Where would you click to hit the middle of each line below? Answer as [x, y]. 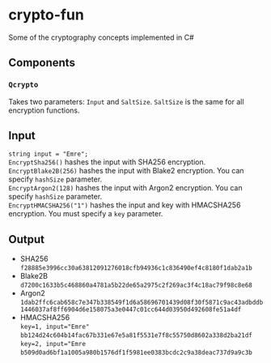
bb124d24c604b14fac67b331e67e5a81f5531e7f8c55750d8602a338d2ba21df [136, 335]
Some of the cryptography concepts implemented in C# [101, 37]
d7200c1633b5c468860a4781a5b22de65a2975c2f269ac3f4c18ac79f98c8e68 [136, 285]
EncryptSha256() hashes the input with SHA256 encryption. [107, 162]
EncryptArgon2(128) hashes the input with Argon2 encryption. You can [125, 188]
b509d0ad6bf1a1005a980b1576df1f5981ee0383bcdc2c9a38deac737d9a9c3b [136, 353]
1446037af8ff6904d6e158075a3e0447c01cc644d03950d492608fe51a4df [131, 310]
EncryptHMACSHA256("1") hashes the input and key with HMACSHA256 [125, 205]
